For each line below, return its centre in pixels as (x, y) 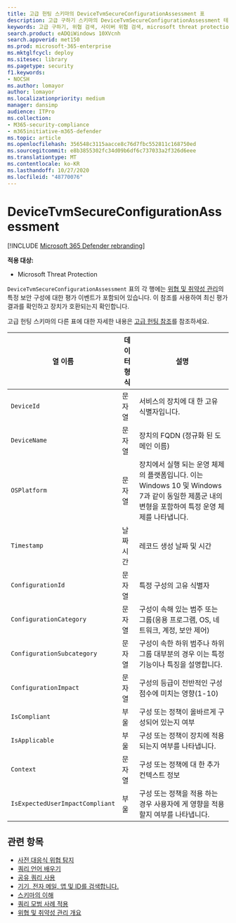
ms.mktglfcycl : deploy (40, 53)
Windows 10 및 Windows (181, 486)
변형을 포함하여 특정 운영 (178, 507)
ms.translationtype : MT (42, 158)
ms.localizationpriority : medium (56, 99)
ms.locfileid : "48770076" (45, 177)
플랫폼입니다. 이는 (175, 475)
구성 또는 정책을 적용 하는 (179, 794)
